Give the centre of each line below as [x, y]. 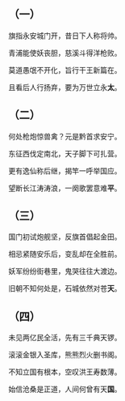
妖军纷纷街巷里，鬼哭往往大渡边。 [65, 271]
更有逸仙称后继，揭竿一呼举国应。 [65, 171]
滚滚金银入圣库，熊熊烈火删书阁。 [65, 355]
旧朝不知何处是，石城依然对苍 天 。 [65, 288]
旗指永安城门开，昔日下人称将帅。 [65, 36]
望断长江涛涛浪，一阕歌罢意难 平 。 [65, 188]
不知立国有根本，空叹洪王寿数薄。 [65, 372]
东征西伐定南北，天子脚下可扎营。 [65, 153]
